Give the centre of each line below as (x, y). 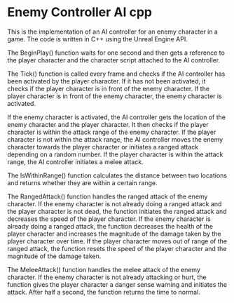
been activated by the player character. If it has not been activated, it (106, 81)
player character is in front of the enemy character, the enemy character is (115, 96)
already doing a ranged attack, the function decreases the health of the (110, 226)
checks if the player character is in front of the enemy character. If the (109, 88)
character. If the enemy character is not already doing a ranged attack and (115, 203)
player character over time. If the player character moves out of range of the (117, 241)
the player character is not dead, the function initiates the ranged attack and (117, 211)
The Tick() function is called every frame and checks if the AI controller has (116, 74)
